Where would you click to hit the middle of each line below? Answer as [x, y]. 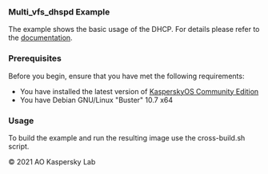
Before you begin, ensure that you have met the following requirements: [126, 76]
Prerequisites [35, 58]
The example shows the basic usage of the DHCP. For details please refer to [134, 30]
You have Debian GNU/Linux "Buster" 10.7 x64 [96, 100]
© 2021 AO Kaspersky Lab [52, 161]
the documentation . [41, 38]
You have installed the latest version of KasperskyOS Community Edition [139, 91]
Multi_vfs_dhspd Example [59, 12]
